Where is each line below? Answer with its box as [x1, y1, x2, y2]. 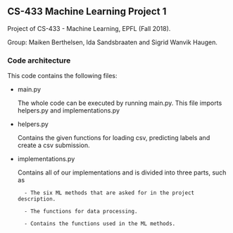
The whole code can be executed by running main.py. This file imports [17, 99, 222, 108]
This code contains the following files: [7, 72, 118, 80]
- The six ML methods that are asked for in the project [24, 189, 195, 196]
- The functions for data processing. [24, 208, 138, 215]
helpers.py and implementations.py [17, 106, 120, 115]
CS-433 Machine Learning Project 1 [7, 6, 167, 18]
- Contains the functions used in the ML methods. [24, 220, 176, 227]
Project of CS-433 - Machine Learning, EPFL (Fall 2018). [7, 24, 171, 32]
